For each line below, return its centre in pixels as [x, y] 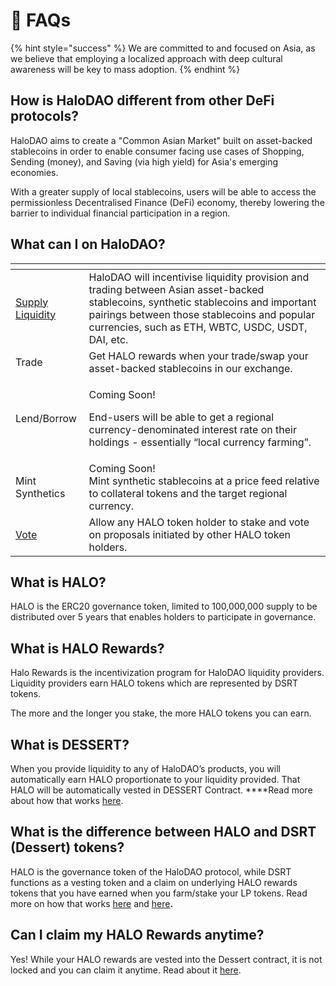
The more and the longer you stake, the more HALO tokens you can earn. [161, 713]
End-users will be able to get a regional [181, 417]
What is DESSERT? [70, 744]
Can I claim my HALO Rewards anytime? [137, 935]
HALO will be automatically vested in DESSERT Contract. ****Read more [161, 790]
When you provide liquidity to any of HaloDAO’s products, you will [145, 768]
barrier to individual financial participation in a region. [120, 213]
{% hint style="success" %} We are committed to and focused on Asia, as [163, 48]
